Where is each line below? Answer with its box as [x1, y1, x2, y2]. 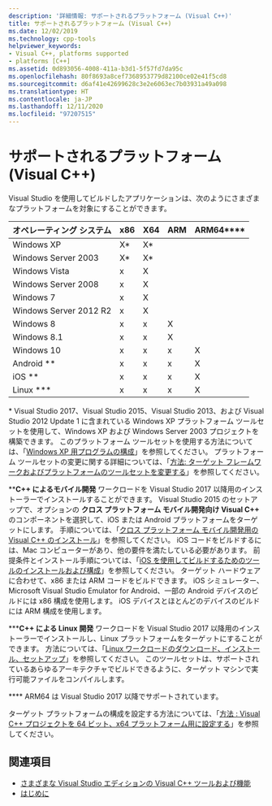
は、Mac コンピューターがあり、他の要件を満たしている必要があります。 [8, 545, 252, 555]
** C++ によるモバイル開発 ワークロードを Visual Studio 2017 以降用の [8, 484, 242, 494]
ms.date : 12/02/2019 [8, 27, 79, 35]
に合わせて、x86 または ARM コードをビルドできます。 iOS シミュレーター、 [8, 575, 264, 585]
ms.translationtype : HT [8, 87, 89, 96]
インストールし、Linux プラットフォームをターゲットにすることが [43, 633, 263, 643]
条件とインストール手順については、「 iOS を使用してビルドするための [15, 555, 246, 565]
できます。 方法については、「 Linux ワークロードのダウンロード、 [8, 643, 225, 653]
